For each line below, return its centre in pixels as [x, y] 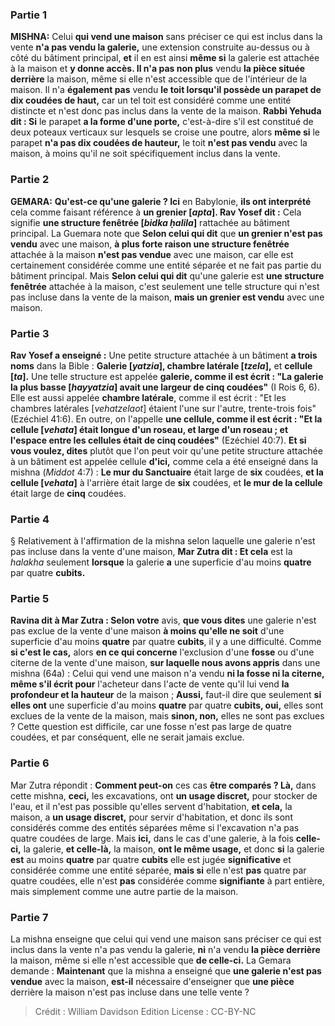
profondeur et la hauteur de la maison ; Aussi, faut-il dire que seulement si [166, 695]
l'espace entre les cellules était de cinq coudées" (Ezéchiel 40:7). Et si [158, 440]
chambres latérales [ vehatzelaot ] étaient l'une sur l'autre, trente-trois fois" [163, 408]
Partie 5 [30, 599]
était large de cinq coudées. [68, 493]
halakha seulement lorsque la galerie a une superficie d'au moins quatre [161, 562]
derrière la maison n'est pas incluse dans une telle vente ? [130, 992]
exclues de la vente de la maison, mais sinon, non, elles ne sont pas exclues [167, 716]
